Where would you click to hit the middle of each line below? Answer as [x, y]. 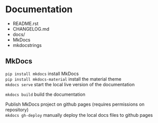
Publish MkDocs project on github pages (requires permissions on [75, 104]
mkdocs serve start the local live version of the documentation [70, 84]
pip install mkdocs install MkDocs [42, 73]
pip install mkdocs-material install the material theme [63, 79]
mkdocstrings [27, 45]
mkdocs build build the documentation [46, 94]
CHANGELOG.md [31, 29]
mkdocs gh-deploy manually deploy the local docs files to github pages [79, 115]
